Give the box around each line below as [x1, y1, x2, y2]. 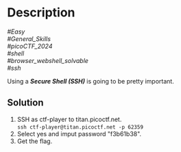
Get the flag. [16, 137, 53, 145]
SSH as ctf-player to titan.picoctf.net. [16, 115, 122, 123]
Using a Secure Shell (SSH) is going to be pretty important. [7, 77, 175, 85]
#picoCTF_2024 [7, 42, 53, 50]
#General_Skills [7, 34, 51, 42]
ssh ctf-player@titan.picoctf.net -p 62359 [16, 123, 144, 131]
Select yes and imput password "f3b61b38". [16, 129, 142, 138]
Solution [7, 97, 44, 109]
